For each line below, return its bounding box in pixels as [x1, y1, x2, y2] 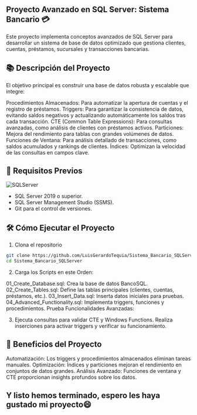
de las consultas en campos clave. [6, 149, 90, 156]
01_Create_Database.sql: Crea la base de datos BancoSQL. [6, 280, 148, 287]
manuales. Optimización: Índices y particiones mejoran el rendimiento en [6, 361, 182, 368]
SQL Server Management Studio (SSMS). [14, 199, 114, 206]
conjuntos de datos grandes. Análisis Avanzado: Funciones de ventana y [6, 367, 182, 374]
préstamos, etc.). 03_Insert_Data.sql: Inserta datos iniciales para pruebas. [6, 293, 185, 299]
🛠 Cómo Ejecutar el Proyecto [6, 222, 115, 233]
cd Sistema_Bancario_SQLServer [6, 258, 83, 264]
